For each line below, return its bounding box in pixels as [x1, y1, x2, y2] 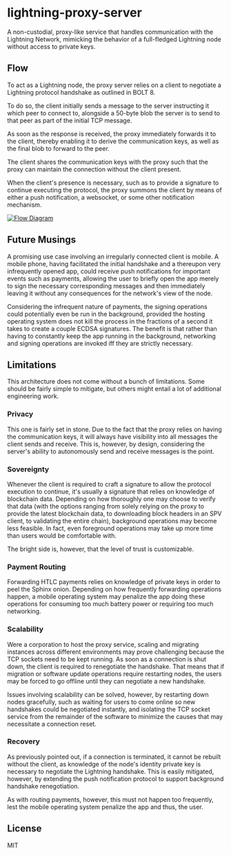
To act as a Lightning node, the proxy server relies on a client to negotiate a [7, 81, 222, 89]
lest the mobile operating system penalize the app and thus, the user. [7, 802, 203, 811]
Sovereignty [7, 464, 50, 474]
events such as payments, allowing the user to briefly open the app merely [7, 274, 219, 283]
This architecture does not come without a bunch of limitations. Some [7, 377, 205, 386]
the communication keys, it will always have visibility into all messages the [7, 432, 219, 440]
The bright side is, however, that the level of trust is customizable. [7, 545, 194, 553]
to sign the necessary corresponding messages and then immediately [7, 281, 205, 290]
